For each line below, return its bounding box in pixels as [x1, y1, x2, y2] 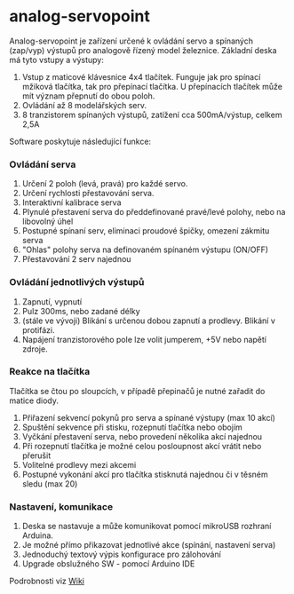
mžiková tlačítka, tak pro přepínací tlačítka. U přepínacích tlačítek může [21, 81, 282, 91]
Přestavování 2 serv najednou [21, 254, 131, 265]
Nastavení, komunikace [9, 500, 114, 512]
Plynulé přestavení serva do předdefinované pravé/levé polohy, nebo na [21, 207, 286, 218]
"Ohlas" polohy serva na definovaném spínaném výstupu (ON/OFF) [21, 244, 269, 255]
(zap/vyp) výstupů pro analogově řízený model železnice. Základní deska [9, 44, 277, 55]
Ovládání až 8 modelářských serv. [21, 99, 147, 110]
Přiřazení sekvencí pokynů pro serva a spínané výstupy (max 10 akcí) [21, 412, 275, 423]
